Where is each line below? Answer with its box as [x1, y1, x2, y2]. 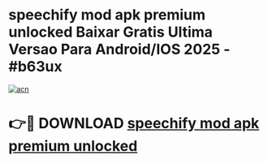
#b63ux [8, 58, 63, 76]
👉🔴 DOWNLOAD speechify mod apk [8, 114, 260, 133]
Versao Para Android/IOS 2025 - [8, 41, 231, 58]
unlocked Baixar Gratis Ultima [8, 23, 214, 41]
